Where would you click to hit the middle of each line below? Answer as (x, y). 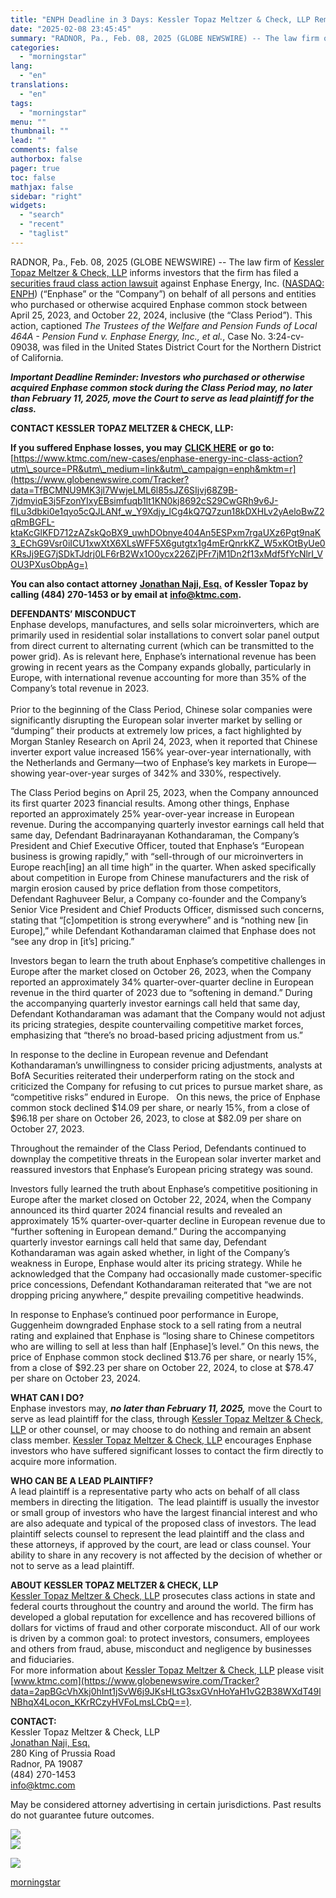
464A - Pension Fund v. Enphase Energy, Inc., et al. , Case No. (138, 336)
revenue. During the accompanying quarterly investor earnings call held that (167, 824)
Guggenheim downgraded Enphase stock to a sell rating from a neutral (156, 1325)
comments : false (44, 150)
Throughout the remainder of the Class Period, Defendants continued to (158, 1148)
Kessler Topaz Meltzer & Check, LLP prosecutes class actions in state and (163, 1595)
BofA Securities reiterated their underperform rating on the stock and (152, 1075)
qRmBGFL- (32, 522)
